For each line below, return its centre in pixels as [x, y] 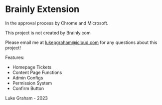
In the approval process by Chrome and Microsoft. [57, 23]
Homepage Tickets [32, 67]
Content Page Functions [37, 72]
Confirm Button [28, 88]
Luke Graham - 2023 [27, 98]
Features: [15, 57]
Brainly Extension [42, 9]
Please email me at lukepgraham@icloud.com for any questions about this [81, 42]
